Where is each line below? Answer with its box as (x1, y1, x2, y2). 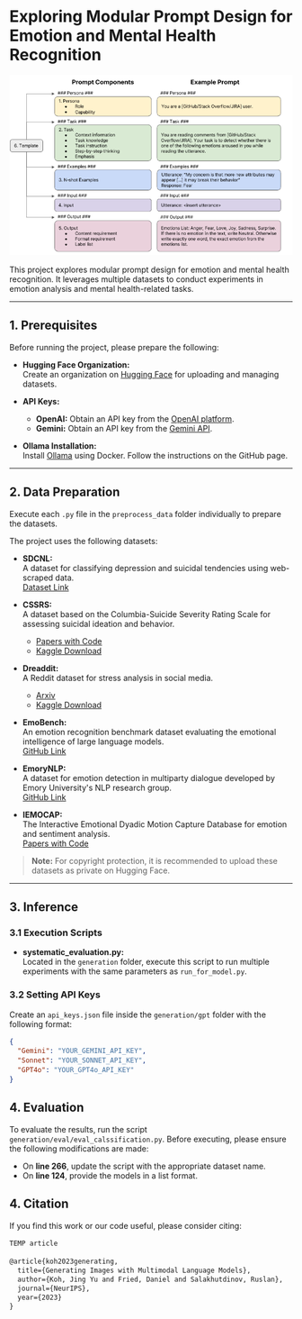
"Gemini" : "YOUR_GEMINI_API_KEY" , (17, 1047, 147, 1056)
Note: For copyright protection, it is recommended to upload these (31, 855, 279, 866)
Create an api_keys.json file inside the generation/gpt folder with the (9, 1009, 267, 1020)
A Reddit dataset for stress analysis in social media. (22, 672, 214, 683)
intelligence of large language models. (22, 736, 164, 747)
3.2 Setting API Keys (9, 988, 101, 1001)
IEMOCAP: (22, 809, 63, 820)
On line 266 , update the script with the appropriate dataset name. (22, 1160, 267, 1171)
